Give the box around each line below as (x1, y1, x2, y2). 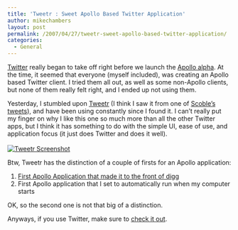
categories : (7, 37, 43, 44)
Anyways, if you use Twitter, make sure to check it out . (7, 214, 168, 223)
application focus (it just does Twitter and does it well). (7, 129, 168, 138)
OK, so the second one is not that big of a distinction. (7, 201, 163, 209)
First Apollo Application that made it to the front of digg (17, 172, 180, 180)
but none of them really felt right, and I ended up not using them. (7, 86, 197, 94)
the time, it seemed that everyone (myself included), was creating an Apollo (7, 70, 229, 79)
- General (13, 43, 43, 50)
